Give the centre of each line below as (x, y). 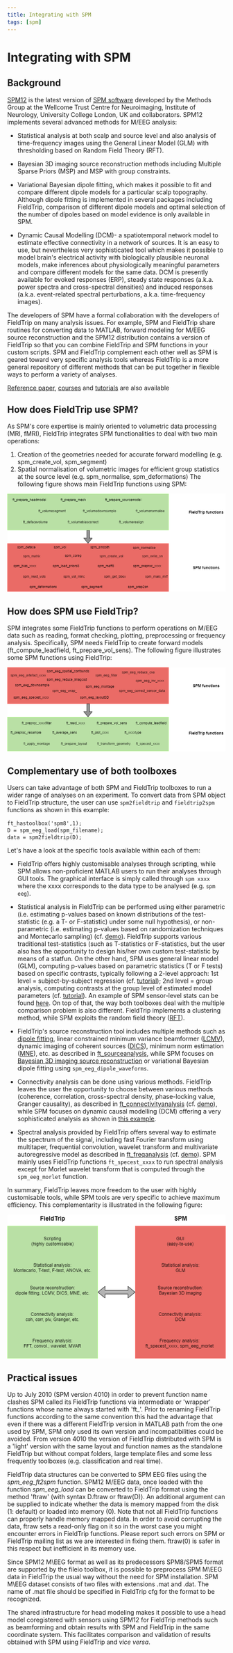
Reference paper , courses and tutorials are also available (88, 388)
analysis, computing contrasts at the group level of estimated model (114, 988)
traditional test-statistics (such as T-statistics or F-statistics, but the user (121, 944)
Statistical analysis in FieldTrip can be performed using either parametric (121, 907)
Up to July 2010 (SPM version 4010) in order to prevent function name (107, 1395)
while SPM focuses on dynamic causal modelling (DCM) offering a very (119, 1111)
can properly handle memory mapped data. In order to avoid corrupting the (114, 1519)
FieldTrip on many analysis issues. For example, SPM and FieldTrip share (111, 322)
